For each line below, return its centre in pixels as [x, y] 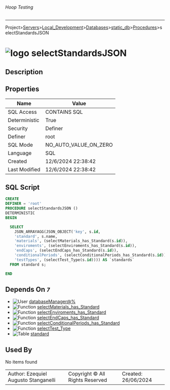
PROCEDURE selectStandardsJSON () [42, 208]
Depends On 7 [28, 289]
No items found [21, 362]
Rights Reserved [88, 380]
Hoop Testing [19, 7]
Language [20, 153]
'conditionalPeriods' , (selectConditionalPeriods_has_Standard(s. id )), [91, 255]
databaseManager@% [52, 301]
